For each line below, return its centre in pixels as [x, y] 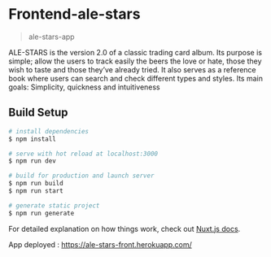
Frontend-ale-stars [74, 14]
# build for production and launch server [81, 176]
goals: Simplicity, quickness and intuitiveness [84, 87]
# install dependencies [49, 131]
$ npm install [33, 139]
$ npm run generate [42, 213]
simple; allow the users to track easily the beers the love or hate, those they [135, 61]
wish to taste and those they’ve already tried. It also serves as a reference [132, 69]
